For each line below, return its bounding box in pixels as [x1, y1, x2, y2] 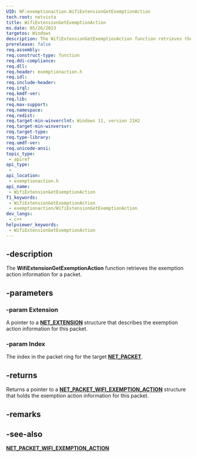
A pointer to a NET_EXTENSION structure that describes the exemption [6, 319, 178, 326]
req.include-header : [6, 80, 57, 86]
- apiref [8, 156, 30, 162]
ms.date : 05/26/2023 [6, 25, 57, 31]
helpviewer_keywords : [6, 222, 59, 228]
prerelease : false [6, 42, 51, 48]
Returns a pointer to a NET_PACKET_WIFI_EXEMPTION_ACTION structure [6, 386, 186, 393]
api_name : [6, 184, 30, 189]
